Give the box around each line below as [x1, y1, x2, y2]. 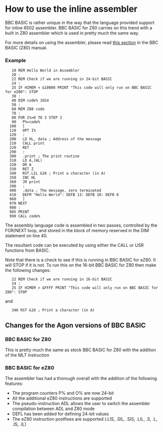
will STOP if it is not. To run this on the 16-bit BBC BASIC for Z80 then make [5, 262, 157, 268]
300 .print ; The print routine [9, 154, 80, 159]
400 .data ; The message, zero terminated [9, 188, 102, 193]
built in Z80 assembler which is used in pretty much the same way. [5, 30, 140, 36]
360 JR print [9, 180, 41, 185]
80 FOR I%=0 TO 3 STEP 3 [11, 115, 62, 120]
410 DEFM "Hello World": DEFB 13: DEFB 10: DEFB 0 [9, 192, 119, 197]
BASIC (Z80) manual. [5, 45, 48, 50]
